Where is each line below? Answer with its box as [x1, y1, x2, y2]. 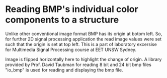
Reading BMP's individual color [5, 3, 138, 15]
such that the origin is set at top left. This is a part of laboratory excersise [5, 41, 157, 47]
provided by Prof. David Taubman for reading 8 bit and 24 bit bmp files [5, 61, 152, 67]
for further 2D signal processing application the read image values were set [5, 36, 162, 42]
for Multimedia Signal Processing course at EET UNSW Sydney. [5, 46, 137, 52]
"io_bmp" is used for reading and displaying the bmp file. [5, 66, 123, 73]
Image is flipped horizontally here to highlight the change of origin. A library [5, 56, 162, 62]
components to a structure [5, 14, 119, 25]
